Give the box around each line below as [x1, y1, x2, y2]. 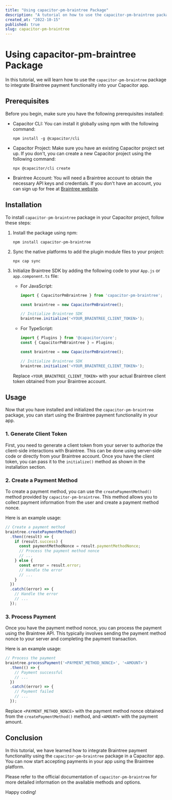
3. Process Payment [5, 613, 56, 620]
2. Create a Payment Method [5, 477, 78, 484]
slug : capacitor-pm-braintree [5, 27, 70, 32]
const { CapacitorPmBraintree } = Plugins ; [20, 340, 115, 346]
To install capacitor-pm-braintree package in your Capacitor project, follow [5, 214, 164, 220]
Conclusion [5, 734, 43, 742]
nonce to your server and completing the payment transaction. [5, 636, 137, 642]
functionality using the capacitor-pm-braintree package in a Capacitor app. [5, 753, 165, 759]
